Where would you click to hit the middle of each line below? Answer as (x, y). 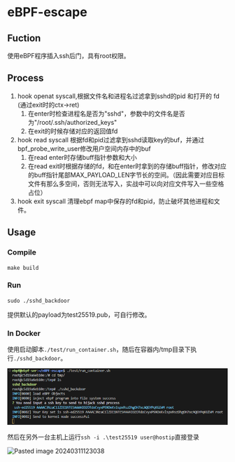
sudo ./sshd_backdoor (39, 301)
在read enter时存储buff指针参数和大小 (83, 157)
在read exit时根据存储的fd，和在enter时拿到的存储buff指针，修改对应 (127, 166)
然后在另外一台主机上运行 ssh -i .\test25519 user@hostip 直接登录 (103, 437)
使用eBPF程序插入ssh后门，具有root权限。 (69, 56)
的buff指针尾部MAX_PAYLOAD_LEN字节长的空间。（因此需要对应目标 (126, 175)
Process (26, 78)
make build (23, 268)
